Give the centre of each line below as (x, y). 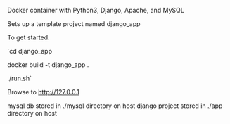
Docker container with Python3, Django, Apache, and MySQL (96, 10)
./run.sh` (20, 78)
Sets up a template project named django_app (74, 24)
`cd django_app (30, 51)
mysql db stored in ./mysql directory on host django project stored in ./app (115, 106)
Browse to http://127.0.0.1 (43, 92)
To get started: (29, 37)
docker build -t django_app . (48, 65)
